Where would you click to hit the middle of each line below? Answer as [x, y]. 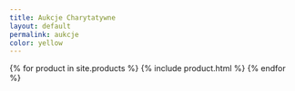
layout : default [40, 26]
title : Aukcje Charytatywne [63, 18]
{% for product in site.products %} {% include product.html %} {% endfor [148, 68]
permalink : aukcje [44, 34]
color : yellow [36, 43]
